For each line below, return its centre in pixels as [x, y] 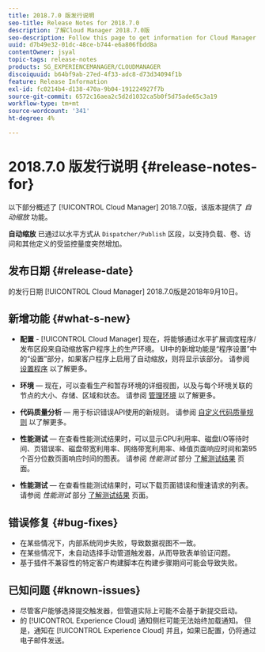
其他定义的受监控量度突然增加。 [74, 243]
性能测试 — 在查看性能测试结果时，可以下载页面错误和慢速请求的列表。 [136, 485]
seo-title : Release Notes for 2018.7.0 [74, 23]
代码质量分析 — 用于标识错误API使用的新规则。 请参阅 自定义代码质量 [133, 413]
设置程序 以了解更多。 [55, 369]
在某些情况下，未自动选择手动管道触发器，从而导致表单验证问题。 [127, 553]
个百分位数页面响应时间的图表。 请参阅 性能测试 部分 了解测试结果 [127, 458]
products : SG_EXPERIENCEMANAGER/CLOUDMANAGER [84, 67]
